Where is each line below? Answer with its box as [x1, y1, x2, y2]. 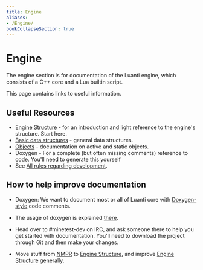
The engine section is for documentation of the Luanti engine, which [6, 72, 176, 79]
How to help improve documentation [6, 180, 146, 190]
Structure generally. [14, 257, 65, 264]
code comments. [28, 202, 71, 209]
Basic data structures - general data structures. [14, 137, 134, 143]
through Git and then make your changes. [14, 239, 119, 246]
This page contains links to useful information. [6, 90, 122, 97]
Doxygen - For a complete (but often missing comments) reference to [14, 150, 188, 156]
